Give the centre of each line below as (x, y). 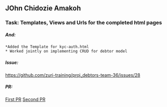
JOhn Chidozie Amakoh (43, 8)
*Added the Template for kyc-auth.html (47, 47)
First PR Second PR (25, 99)
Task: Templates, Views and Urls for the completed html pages (84, 23)
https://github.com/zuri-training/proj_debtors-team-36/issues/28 (73, 75)
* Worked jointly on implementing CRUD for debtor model (66, 51)
